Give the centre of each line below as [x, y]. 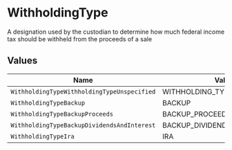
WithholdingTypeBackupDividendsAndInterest [83, 125]
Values [22, 61]
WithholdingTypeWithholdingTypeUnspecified [83, 92]
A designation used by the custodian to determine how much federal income [116, 32]
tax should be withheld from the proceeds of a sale [80, 39]
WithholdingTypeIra [42, 136]
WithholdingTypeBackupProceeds [62, 114]
